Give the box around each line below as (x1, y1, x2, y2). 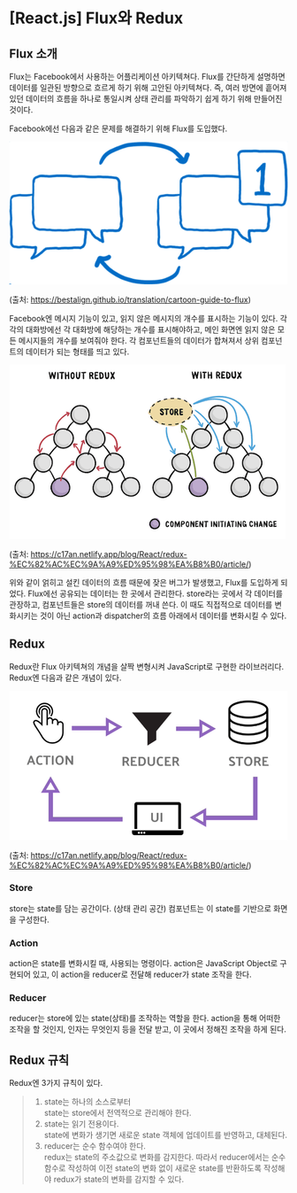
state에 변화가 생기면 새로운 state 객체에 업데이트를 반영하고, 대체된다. (43, 1130, 288, 1141)
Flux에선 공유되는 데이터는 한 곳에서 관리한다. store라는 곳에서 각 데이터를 (27, 588, 283, 599)
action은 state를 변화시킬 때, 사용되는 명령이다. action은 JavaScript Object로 (9, 958, 278, 969)
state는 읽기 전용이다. (43, 1119, 119, 1129)
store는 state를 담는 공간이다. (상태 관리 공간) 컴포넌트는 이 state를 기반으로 (9, 902, 272, 913)
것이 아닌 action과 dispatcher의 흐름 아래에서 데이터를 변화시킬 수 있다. (39, 610, 287, 621)
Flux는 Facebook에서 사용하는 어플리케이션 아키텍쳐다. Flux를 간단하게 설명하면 (9, 72, 286, 81)
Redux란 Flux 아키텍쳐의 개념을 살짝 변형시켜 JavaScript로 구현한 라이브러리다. (9, 661, 285, 671)
